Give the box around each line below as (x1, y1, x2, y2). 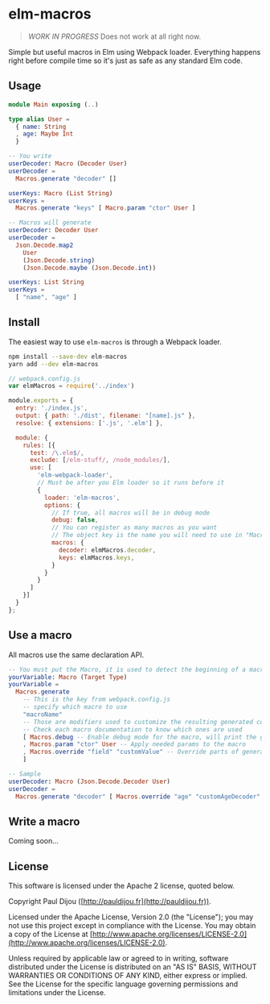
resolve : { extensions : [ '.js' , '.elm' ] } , (15, 419, 163, 427)
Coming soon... (8, 836, 59, 846)
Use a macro (8, 628, 72, 642)
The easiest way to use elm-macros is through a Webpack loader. (8, 336, 223, 347)
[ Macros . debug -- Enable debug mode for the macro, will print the (22, 733, 257, 741)
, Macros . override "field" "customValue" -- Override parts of (22, 748, 239, 756)
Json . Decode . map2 (15, 241, 74, 249)
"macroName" (22, 710, 63, 719)
